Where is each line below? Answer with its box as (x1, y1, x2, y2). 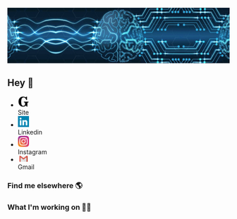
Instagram (17, 147, 47, 156)
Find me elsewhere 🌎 (7, 180, 83, 190)
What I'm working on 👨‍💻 (7, 202, 92, 212)
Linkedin (17, 127, 43, 136)
